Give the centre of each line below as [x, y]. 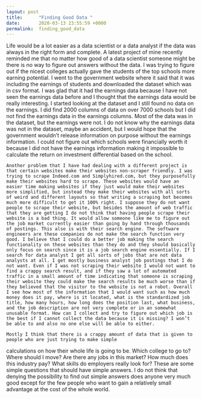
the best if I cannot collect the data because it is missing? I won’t [98, 319]
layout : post [23, 12]
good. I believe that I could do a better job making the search [90, 240]
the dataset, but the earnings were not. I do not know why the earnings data [100, 123]
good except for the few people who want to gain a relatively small [89, 383]
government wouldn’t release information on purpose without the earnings [99, 136]
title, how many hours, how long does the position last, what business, [101, 303]
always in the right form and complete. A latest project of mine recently [94, 52]
